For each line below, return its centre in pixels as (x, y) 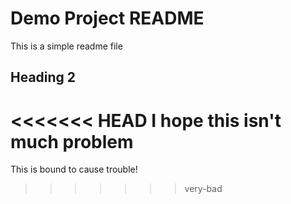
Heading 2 (43, 77)
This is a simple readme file (66, 46)
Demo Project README (107, 18)
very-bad (203, 189)
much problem (72, 141)
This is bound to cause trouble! (74, 169)
